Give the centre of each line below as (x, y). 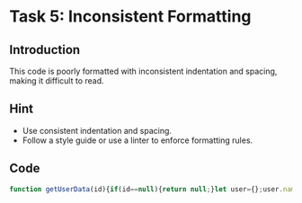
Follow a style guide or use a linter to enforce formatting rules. (138, 140)
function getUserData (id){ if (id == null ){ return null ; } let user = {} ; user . (146, 189)
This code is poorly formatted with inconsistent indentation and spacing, (143, 71)
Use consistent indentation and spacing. (97, 130)
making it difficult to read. (57, 81)
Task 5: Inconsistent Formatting (130, 17)
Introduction (45, 50)
